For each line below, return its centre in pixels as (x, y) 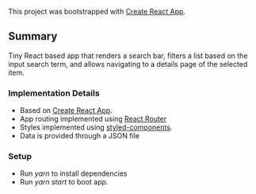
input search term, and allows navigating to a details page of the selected (128, 64)
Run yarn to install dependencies (73, 173)
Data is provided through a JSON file (80, 136)
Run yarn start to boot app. (64, 182)
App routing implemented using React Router (93, 119)
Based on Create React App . (66, 111)
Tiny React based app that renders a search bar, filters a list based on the (128, 56)
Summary (33, 36)
